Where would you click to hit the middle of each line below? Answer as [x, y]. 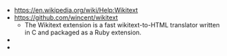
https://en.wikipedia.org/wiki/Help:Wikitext [76, 10]
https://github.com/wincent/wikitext [66, 17]
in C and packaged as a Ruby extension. [83, 32]
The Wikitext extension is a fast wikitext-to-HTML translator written [122, 25]
